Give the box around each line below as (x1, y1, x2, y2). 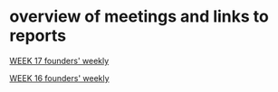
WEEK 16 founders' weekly (9, 72, 110, 83)
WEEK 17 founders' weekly (9, 55, 110, 66)
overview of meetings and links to (9, 6, 269, 27)
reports (9, 25, 66, 46)
